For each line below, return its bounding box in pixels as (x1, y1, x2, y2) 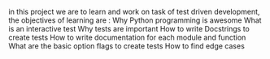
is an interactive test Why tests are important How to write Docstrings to (8, 24, 250, 33)
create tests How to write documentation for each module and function (8, 32, 246, 42)
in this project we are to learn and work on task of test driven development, (8, 7, 260, 16)
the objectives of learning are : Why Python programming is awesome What (8, 15, 262, 25)
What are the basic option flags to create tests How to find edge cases (8, 41, 246, 51)
